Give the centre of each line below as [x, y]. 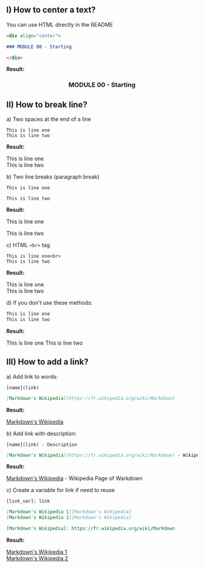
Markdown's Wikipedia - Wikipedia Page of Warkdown [74, 478]
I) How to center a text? [51, 10]
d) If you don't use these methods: [49, 303]
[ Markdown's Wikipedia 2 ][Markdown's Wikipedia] [69, 518]
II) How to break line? [47, 105]
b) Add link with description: [42, 433]
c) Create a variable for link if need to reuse [61, 490]
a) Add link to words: [32, 376]
